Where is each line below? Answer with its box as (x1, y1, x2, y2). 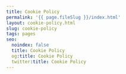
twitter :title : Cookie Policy (11, 58, 86, 64)
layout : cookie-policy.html (6, 20, 76, 26)
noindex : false (11, 42, 49, 48)
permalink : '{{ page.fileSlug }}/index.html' (6, 14, 121, 20)
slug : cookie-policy (6, 25, 58, 32)
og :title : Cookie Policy (11, 53, 73, 59)
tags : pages (6, 31, 36, 37)
